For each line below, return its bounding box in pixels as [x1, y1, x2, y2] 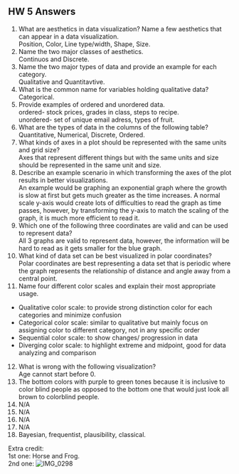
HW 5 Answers [8, 6, 76, 18]
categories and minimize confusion [18, 310, 122, 319]
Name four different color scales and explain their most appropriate [18, 281, 216, 290]
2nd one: [8, 459, 35, 468]
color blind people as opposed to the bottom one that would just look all [18, 384, 229, 394]
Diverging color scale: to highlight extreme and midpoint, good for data [18, 341, 226, 349]
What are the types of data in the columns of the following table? [18, 122, 208, 131]
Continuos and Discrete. [18, 55, 90, 63]
